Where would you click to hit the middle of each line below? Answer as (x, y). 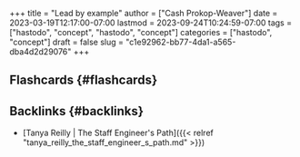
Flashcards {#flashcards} (83, 80)
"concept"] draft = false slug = (67, 42)
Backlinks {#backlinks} (76, 111)
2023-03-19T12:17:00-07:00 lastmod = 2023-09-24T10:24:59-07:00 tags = (151, 23)
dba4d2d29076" (40, 52)
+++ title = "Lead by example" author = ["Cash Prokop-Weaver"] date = (144, 13)
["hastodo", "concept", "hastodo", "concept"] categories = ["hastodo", (141, 32)
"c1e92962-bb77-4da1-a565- (181, 42)
